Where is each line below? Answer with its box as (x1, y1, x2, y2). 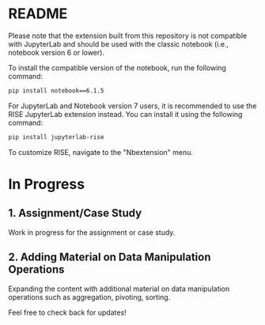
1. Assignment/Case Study (8, 206, 142, 220)
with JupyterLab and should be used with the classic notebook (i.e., (8, 39, 229, 48)
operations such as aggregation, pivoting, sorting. (8, 292, 171, 301)
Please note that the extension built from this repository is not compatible (8, 31, 248, 40)
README (8, 5, 68, 23)
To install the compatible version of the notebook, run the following (8, 62, 227, 72)
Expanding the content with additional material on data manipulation (8, 284, 230, 293)
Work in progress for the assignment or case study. (8, 227, 176, 237)
